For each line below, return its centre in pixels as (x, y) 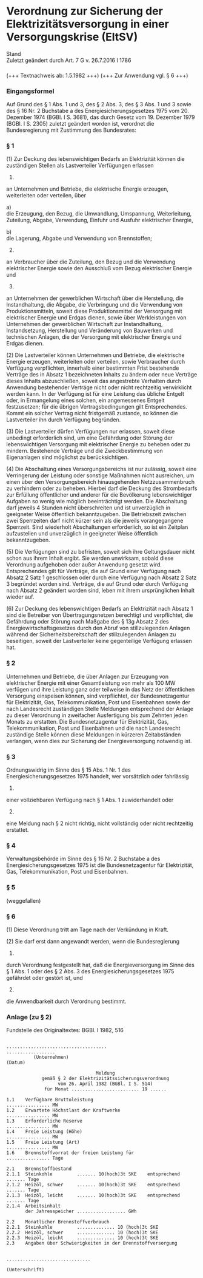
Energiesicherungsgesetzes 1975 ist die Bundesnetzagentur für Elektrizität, (100, 865)
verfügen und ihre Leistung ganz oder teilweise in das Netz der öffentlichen (101, 689)
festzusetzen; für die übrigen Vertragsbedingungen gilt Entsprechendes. (97, 407)
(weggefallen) (24, 900)
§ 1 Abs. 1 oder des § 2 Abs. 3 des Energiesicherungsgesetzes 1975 (90, 971)
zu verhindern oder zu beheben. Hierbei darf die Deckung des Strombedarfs (102, 488)
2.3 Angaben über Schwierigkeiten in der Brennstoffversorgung (92, 1243)
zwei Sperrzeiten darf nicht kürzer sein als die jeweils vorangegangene (95, 521)
